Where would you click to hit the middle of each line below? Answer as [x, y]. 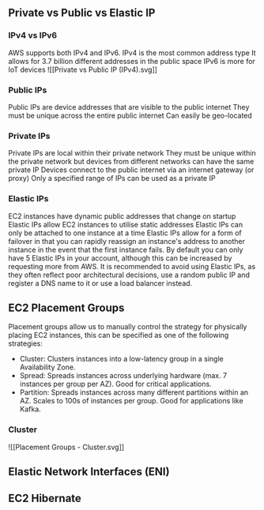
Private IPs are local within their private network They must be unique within [132, 153]
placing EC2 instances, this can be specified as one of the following [119, 336]
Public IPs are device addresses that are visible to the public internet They [129, 107]
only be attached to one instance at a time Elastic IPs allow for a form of [125, 233]
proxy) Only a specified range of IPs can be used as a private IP [112, 178]
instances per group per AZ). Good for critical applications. [115, 384]
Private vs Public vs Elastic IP [82, 13]
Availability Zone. [47, 367]
